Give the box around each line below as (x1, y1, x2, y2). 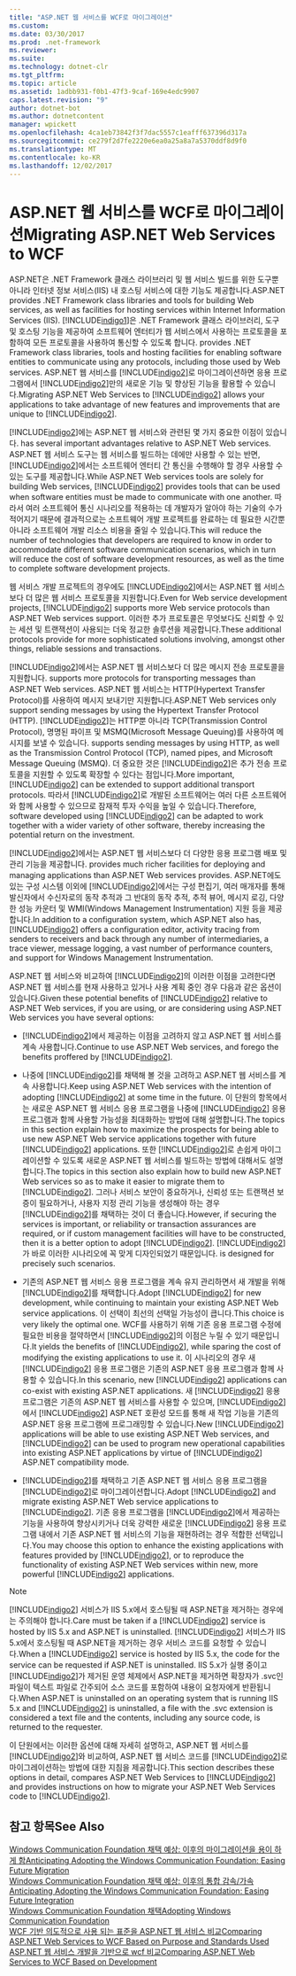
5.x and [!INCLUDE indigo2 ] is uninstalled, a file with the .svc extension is (9, 1703, 274, 1714)
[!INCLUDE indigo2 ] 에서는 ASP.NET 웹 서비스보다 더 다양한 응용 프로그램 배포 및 (9, 848, 287, 859)
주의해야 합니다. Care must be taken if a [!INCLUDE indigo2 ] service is (18, 1615, 266, 1626)
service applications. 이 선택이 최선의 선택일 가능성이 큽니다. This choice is (21, 1308, 285, 1319)
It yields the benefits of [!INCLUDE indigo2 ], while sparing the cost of (31, 1342, 281, 1352)
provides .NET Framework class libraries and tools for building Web (9, 295, 254, 306)
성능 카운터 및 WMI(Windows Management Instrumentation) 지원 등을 (18, 903, 267, 914)
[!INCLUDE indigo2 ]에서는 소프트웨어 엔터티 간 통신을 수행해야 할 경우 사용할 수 (9, 460, 284, 471)
